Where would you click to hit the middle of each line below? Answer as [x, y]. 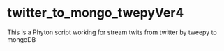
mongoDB [22, 39]
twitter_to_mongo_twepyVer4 [96, 13]
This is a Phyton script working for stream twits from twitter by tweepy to [112, 32]
